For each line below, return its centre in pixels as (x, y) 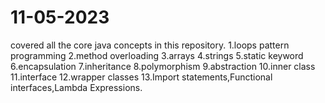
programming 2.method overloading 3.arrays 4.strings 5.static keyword (157, 55)
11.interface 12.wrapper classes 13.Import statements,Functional (141, 77)
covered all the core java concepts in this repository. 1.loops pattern (150, 45)
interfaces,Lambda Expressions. (76, 87)
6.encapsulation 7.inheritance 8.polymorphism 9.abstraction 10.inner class (163, 66)
